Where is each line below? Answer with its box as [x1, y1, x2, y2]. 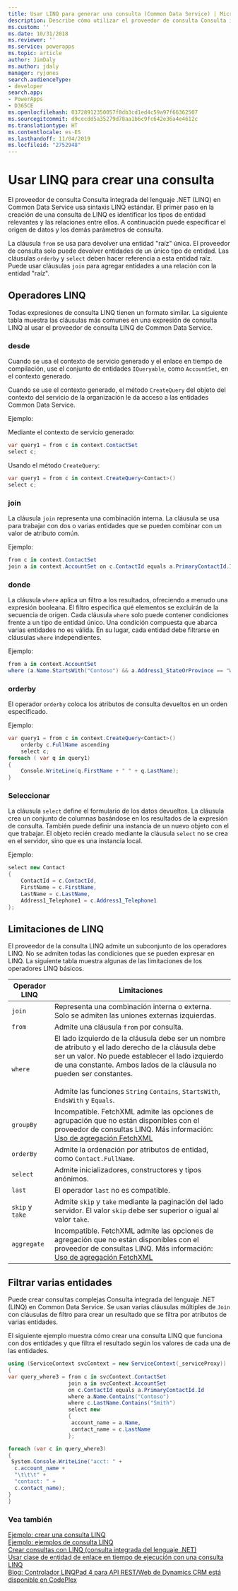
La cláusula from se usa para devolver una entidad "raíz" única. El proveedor [8, 239, 230, 248]
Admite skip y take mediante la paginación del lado [54, 1197, 224, 1207]
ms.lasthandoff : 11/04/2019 [8, 135, 91, 142]
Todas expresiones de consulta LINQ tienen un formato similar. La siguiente [8, 308, 228, 316]
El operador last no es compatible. [54, 1186, 170, 1196]
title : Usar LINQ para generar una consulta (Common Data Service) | [8, 10, 218, 18]
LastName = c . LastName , [20, 890, 91, 898]
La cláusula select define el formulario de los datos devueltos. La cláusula [8, 806, 225, 816]
